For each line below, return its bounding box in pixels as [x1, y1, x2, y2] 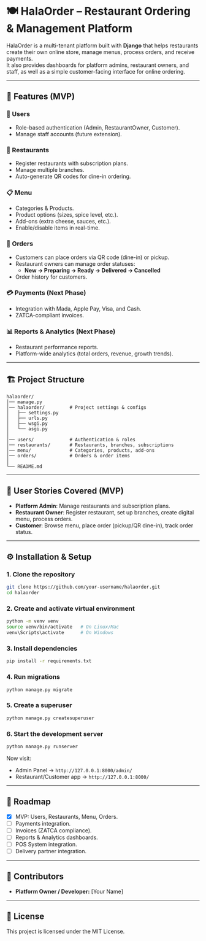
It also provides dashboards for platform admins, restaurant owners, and [6, 61, 189, 69]
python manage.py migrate [6, 686, 72, 693]
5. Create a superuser [6, 701, 72, 710]
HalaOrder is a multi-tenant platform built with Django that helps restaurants [6, 42, 199, 49]
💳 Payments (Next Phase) [6, 288, 86, 297]
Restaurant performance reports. [15, 344, 99, 351]
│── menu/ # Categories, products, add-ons [6, 447, 155, 454]
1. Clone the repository [6, 570, 75, 579]
